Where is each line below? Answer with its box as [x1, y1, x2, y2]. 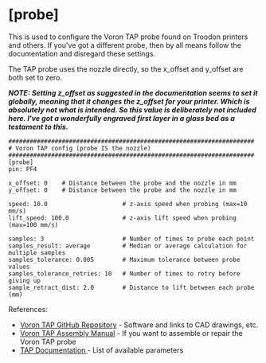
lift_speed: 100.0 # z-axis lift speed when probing [8, 213, 237, 222]
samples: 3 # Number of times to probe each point [8, 235, 255, 243]
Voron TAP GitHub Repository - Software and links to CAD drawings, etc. [19, 320, 259, 330]
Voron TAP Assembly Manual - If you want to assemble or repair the [19, 328, 243, 338]
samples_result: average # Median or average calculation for [8, 241, 248, 250]
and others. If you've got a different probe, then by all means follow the [8, 40, 241, 49]
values [8, 263, 30, 271]
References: [8, 304, 48, 314]
